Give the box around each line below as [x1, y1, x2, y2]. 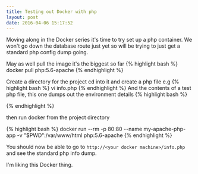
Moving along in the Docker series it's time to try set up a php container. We [6, 36, 193, 44]
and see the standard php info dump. [6, 150, 97, 157]
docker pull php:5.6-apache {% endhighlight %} [6, 67, 124, 74]
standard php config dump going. [6, 49, 89, 56]
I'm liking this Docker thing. [6, 161, 73, 169]
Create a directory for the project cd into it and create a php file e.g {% [6, 78, 180, 85]
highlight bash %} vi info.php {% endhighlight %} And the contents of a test [6, 85, 191, 92]
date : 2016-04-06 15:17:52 [6, 20, 73, 26]
